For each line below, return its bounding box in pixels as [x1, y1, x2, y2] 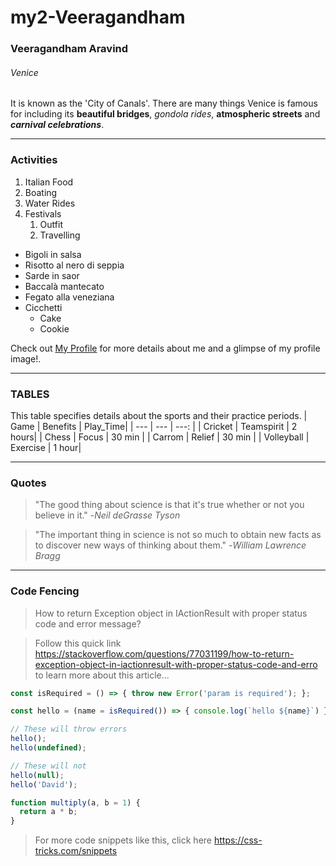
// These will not [10, 761, 87, 771]
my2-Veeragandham [10, 6, 186, 29]
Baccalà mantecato [24, 280, 105, 292]
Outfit [39, 218, 63, 230]
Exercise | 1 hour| [10, 441, 82, 453]
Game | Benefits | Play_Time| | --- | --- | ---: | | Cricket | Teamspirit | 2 [10, 420, 298, 432]
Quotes [10, 476, 47, 490]
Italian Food [24, 176, 74, 188]
